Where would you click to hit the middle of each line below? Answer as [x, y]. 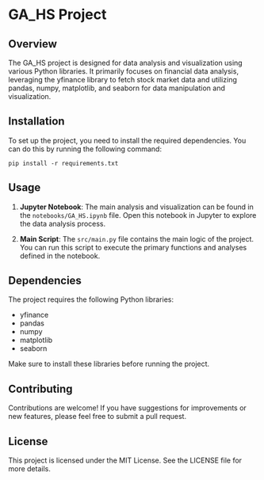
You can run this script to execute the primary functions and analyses [133, 247]
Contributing [40, 389]
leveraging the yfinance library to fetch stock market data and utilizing [123, 80]
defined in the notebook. [60, 256]
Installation [36, 122]
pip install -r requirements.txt [63, 163]
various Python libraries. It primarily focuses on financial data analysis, [124, 71]
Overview [33, 44]
